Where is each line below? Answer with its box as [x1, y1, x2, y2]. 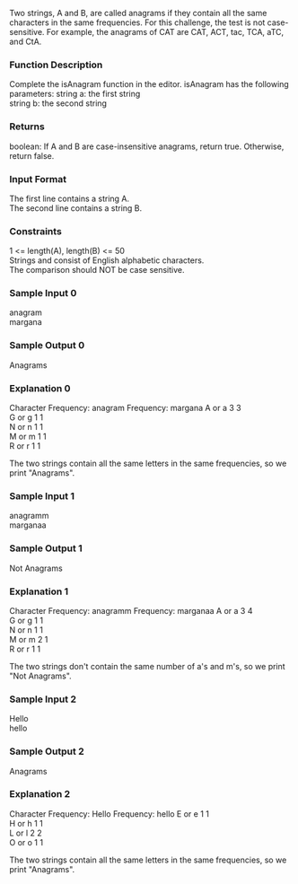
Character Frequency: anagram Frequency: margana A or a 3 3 [9, 403, 241, 414]
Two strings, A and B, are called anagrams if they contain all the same [9, 8, 267, 18]
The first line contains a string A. [9, 193, 130, 204]
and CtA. [9, 36, 42, 47]
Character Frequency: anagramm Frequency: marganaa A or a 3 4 [9, 605, 253, 616]
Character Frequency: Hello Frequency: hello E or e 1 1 [9, 808, 209, 819]
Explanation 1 [9, 585, 69, 598]
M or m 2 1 [9, 634, 48, 644]
